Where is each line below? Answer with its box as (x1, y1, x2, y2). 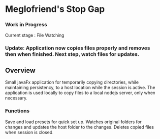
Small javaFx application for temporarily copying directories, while (5, 79, 139, 85)
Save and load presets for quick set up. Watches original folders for (5, 119, 142, 125)
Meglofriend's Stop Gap (5, 3, 105, 15)
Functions (5, 107, 30, 114)
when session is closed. (5, 129, 54, 135)
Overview (5, 66, 36, 75)
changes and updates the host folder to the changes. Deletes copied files (5, 124, 154, 130)
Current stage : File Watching (5, 32, 64, 38)
